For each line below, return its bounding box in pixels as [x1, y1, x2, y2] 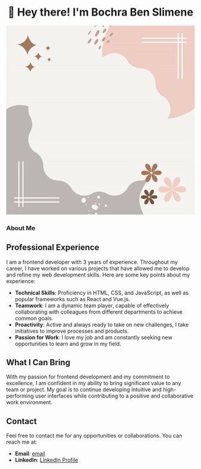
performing [6, 392, 34, 399]
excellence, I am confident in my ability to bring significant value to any [6, 380, 181, 387]
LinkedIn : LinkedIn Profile [14, 456, 78, 464]
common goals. [14, 314, 54, 321]
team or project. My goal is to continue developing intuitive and [6, 386, 162, 393]
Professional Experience [6, 242, 100, 252]
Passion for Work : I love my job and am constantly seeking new [14, 333, 172, 341]
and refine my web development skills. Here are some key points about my [6, 271, 190, 278]
